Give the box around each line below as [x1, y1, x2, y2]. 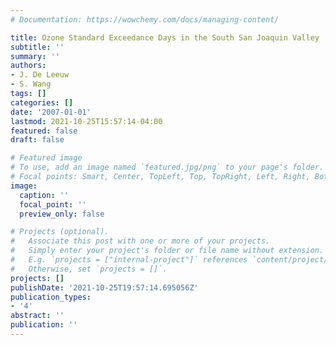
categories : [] [10, 97, 74, 108]
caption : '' [19, 190, 70, 200]
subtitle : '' [10, 42, 65, 52]
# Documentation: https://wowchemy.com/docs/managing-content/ [10, 14, 280, 25]
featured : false [10, 126, 78, 136]
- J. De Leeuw [10, 70, 70, 80]
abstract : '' [10, 311, 65, 321]
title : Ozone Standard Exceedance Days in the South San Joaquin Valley [10, 32, 320, 43]
